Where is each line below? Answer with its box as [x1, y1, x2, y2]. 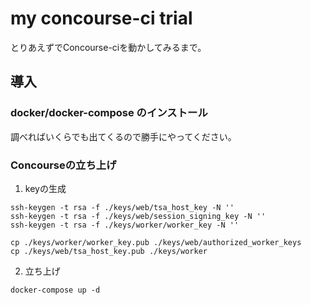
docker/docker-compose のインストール [10, 106, 208, 120]
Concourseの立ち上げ [10, 158, 117, 172]
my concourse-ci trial [10, 7, 193, 30]
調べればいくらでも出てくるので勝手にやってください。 [10, 130, 237, 142]
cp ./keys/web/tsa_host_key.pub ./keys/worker [10, 246, 208, 256]
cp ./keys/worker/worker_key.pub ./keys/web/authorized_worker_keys [10, 237, 302, 247]
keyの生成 [24, 182, 67, 194]
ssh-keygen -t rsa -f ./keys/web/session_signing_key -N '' [10, 211, 267, 221]
